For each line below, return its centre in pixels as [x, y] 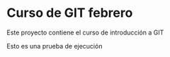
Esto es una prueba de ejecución [55, 46]
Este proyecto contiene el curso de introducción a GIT [85, 32]
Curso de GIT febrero [70, 13]
